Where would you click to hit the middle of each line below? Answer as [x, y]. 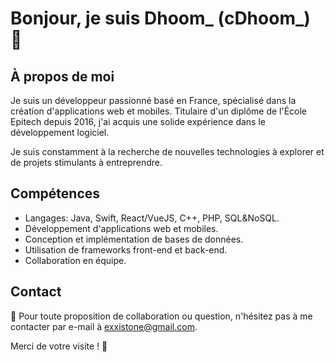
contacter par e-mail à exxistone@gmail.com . [104, 326]
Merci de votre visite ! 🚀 [59, 346]
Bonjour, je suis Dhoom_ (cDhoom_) [160, 18]
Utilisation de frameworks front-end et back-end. [126, 249]
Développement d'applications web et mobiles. [121, 228]
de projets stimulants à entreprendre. [86, 162]
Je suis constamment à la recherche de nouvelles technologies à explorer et [167, 151]
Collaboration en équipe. [75, 260]
